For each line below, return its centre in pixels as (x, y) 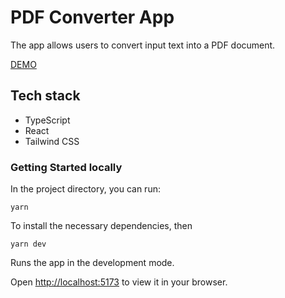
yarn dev (28, 244)
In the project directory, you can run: (85, 189)
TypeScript (47, 120)
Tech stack (45, 96)
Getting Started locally (66, 167)
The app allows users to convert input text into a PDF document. (143, 45)
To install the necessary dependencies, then (101, 226)
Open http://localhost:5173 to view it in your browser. (119, 282)
